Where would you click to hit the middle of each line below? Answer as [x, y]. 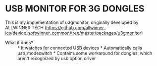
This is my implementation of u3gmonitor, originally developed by [72, 22]
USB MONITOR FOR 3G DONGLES [75, 9]
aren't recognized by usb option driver [57, 58]
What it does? [19, 42]
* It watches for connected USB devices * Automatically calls [80, 48]
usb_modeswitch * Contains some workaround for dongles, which [85, 53]
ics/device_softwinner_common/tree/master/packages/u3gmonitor [73, 33]
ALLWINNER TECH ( [26, 27]
